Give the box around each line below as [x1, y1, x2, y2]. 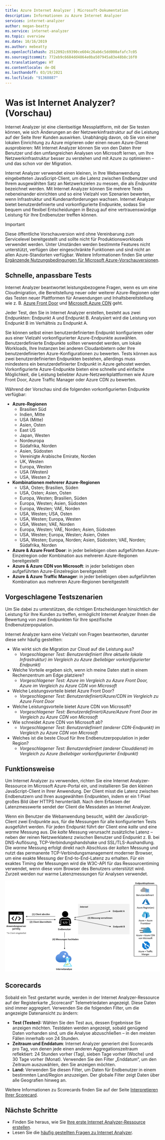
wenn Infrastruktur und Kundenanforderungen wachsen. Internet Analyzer [5, 196, 155, 202]
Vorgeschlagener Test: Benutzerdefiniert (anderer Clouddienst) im [19, 745, 154, 751]
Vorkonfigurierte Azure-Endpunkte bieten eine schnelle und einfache [5, 366, 145, 372]
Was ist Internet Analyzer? [5, 97, 116, 108]
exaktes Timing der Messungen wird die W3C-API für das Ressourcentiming [5, 861, 160, 866]
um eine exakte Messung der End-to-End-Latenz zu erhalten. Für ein [5, 855, 144, 861]
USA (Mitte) [19, 416, 44, 423]
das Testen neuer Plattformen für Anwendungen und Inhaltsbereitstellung [5, 295, 154, 301]
